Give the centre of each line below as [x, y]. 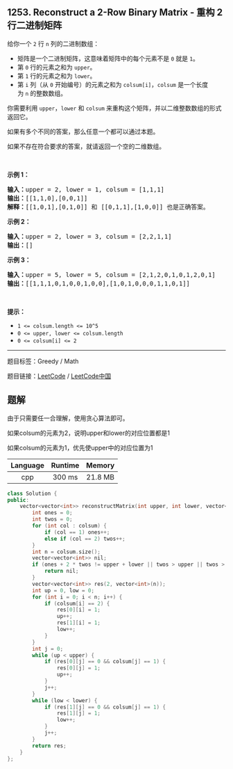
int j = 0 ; [48, 649]
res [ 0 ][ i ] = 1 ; [78, 610]
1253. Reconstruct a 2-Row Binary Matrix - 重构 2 [115, 13]
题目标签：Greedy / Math [43, 361]
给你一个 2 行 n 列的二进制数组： [53, 43]
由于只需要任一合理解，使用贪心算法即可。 [68, 418]
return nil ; [61, 571]
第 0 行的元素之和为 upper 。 [57, 67]
